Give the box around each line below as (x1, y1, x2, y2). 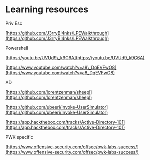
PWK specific (5, 134, 34, 140)
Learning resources (5, 4, 89, 15)
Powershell (5, 45, 29, 51)
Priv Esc (5, 20, 23, 26)
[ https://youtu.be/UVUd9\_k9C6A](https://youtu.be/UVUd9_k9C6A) (5, 54, 145, 61)
